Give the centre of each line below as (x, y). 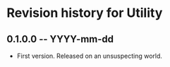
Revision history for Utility (85, 13)
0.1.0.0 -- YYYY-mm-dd (60, 39)
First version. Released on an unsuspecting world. (90, 56)
